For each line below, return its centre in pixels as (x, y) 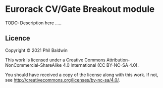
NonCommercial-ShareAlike (33, 65)
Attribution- (118, 60)
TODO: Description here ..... (33, 23)
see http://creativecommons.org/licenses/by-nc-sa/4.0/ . (63, 80)
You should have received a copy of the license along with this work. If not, (82, 75)
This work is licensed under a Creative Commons (55, 60)
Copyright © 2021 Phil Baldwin (36, 50)
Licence (18, 38)
